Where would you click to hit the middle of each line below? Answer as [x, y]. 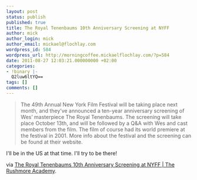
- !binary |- [22, 72]
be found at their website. [52, 142]
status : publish [26, 17]
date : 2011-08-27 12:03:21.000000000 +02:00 [61, 60]
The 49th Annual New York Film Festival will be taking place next [99, 104]
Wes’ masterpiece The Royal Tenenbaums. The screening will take [101, 117]
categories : [21, 66]
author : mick [22, 33]
